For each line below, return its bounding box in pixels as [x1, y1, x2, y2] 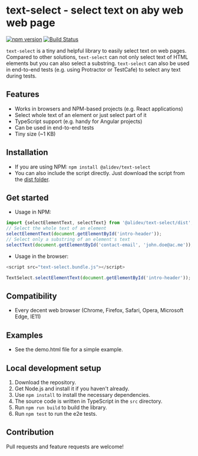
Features [6, 89, 39, 99]
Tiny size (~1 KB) [14, 130, 56, 137]
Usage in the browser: [14, 253, 69, 260]
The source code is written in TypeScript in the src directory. [14, 397, 163, 405]
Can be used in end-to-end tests [14, 124, 94, 131]
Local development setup [6, 363, 101, 373]
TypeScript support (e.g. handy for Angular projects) [14, 118, 143, 125]
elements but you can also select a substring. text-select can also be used [6, 60, 190, 67]
